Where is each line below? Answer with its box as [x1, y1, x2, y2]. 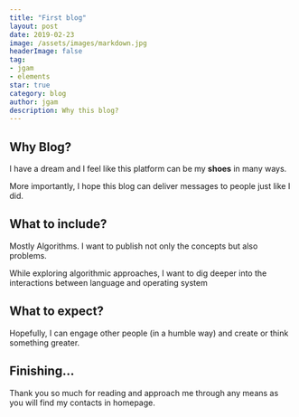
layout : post [9, 22, 59, 31]
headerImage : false [9, 47, 83, 56]
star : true [9, 81, 51, 90]
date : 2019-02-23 [9, 30, 75, 39]
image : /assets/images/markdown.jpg [9, 38, 147, 48]
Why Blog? [9, 139, 72, 155]
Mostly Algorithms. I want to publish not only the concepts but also [9, 241, 258, 251]
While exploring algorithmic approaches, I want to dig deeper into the [9, 268, 267, 279]
